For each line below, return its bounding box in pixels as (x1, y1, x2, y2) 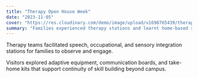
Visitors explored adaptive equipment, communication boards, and (6, 59, 168, 66)
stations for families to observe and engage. (6, 48, 113, 55)
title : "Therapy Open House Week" (6, 8, 91, 15)
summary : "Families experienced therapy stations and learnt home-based (6, 25, 189, 31)
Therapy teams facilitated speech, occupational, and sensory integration (6, 41, 183, 48)
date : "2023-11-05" (6, 14, 54, 20)
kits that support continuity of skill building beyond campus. (21, 66, 167, 73)
